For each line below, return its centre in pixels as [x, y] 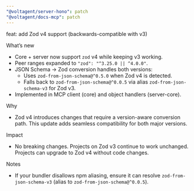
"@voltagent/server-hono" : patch [47, 11]
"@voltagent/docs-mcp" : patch [43, 17]
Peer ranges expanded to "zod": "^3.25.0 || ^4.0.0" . [81, 63]
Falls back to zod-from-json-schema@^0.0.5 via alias [86, 82]
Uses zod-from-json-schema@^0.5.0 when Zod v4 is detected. [98, 75]
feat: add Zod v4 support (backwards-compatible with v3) [77, 34]
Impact [15, 135]
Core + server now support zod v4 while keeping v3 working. [89, 57]
